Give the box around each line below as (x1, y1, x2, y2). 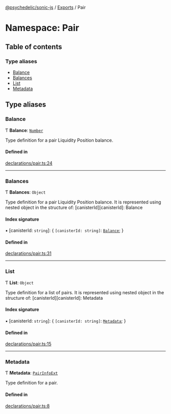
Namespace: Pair (5, 22, 79, 34)
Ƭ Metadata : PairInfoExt (5, 370, 58, 376)
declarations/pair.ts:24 (5, 160, 52, 166)
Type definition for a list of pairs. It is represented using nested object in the (5, 289, 164, 295)
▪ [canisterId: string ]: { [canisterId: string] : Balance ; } (5, 227, 124, 234)
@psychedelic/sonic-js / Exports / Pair (5, 5, 86, 10)
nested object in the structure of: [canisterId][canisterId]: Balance (5, 204, 143, 211)
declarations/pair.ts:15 (5, 341, 52, 347)
